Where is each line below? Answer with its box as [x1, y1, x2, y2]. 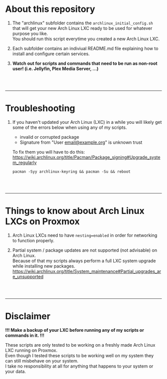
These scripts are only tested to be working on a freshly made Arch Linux [5, 342, 156, 348]
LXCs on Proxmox [5, 216, 80, 227]
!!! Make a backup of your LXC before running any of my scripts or [5, 327, 144, 333]
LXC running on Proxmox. [5, 347, 58, 353]
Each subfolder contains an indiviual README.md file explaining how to [12, 45, 159, 51]
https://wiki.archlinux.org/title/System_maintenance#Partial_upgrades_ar [12, 268, 162, 274]
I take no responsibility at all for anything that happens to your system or [5, 363, 154, 369]
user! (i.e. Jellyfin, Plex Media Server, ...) [12, 66, 99, 72]
